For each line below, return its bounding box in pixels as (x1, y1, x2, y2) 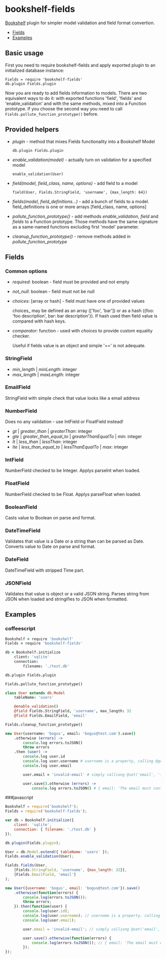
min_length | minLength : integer (12, 366, 78, 372)
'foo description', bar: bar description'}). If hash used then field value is (12, 313, 158, 319)
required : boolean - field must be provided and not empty (12, 279, 129, 285)
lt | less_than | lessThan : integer (12, 439, 78, 445)
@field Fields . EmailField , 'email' (14, 713, 87, 718)
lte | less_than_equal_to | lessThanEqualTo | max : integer (12, 444, 128, 450)
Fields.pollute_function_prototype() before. (5, 111, 99, 117)
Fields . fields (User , (5, 863, 48, 868)
